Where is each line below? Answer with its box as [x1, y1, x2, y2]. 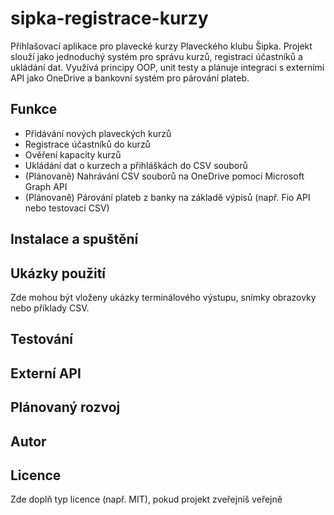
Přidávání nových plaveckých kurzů [24, 127, 172, 139]
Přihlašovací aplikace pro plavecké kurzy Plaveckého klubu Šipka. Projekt [10, 40, 313, 52]
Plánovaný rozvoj [10, 399, 121, 416]
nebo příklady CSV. [10, 302, 90, 314]
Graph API [24, 180, 68, 192]
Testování [10, 331, 73, 348]
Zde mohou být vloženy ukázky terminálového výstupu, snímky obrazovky [10, 291, 317, 303]
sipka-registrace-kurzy [10, 7, 209, 30]
